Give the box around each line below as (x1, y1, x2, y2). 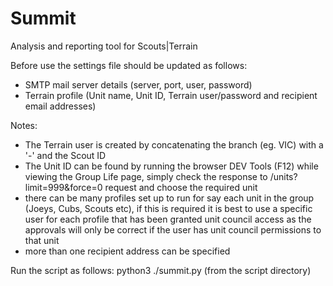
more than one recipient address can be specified (24, 245, 231, 257)
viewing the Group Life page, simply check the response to (24, 170, 268, 182)
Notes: (10, 119, 38, 131)
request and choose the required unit (104, 181, 258, 193)
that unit (24, 234, 60, 246)
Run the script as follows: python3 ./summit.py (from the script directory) (10, 264, 312, 276)
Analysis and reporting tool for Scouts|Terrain (10, 40, 198, 52)
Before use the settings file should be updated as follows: (10, 59, 248, 71)
